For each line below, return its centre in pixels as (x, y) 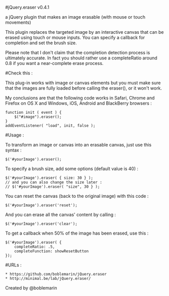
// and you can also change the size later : (54, 182)
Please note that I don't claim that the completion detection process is (78, 53)
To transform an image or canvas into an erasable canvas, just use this (78, 145)
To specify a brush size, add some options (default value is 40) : (72, 169)
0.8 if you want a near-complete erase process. (55, 63)
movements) (18, 22)
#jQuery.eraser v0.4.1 (27, 7)
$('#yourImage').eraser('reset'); (41, 205)
